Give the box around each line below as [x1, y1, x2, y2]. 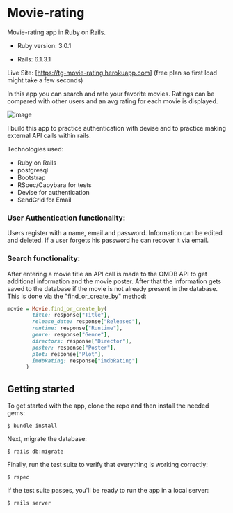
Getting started [7, 382, 75, 395]
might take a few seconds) [7, 75, 83, 84]
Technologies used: [7, 144, 64, 153]
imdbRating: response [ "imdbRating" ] [32, 357, 138, 364]
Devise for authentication [17, 188, 90, 196]
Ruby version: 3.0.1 [17, 41, 72, 50]
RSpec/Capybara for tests [17, 180, 92, 189]
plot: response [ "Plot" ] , [32, 350, 104, 357]
